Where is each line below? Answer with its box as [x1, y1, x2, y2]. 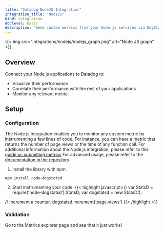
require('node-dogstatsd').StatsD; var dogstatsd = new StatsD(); [12, 189, 142, 195]
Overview [5, 58, 36, 66]
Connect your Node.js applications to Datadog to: [5, 71, 105, 77]
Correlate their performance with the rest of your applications [12, 85, 136, 91]
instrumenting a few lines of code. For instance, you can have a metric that [5, 136, 155, 142]
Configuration [5, 120, 39, 127]
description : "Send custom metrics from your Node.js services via [5, 25, 145, 30]
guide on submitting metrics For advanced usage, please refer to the [5, 151, 143, 157]
